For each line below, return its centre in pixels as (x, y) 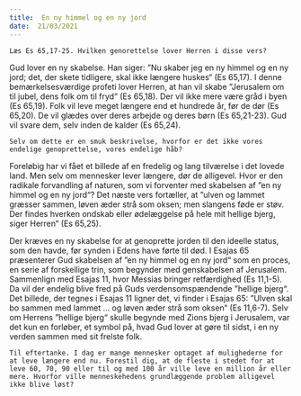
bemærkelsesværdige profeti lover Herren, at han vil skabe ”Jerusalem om (147, 86)
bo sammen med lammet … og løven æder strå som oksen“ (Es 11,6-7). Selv (149, 308)
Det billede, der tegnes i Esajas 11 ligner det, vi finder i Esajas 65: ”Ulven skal (151, 298)
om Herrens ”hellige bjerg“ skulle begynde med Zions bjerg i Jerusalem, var (150, 317)
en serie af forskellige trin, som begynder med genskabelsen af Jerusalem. (148, 269)
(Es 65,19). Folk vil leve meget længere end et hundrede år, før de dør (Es (144, 105)
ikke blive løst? (42, 384)
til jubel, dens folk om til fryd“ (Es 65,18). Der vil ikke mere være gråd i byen (148, 96)
